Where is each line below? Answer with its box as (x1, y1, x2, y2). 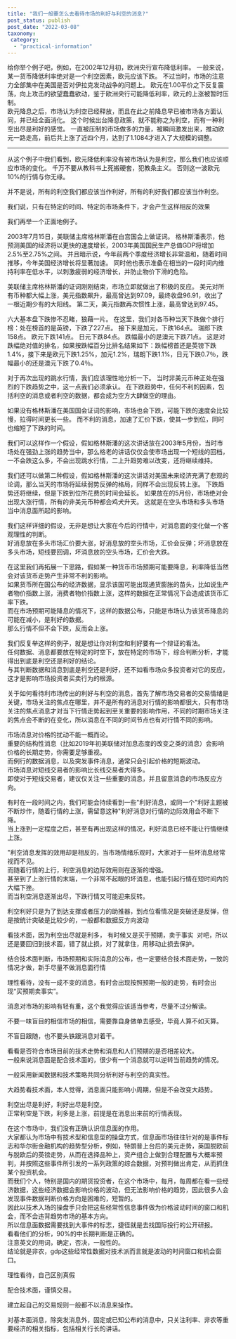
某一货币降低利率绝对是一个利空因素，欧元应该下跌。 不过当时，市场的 (7, 72, 212, 80)
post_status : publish (7, 17, 71, 24)
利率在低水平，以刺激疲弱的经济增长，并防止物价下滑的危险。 (13, 268, 192, 276)
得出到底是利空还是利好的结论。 (7, 656, 100, 665)
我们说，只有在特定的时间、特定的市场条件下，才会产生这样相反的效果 (7, 202, 211, 211)
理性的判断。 (13, 530, 51, 538)
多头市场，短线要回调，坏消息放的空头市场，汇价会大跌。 (7, 548, 173, 556)
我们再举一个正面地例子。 (7, 217, 81, 226)
